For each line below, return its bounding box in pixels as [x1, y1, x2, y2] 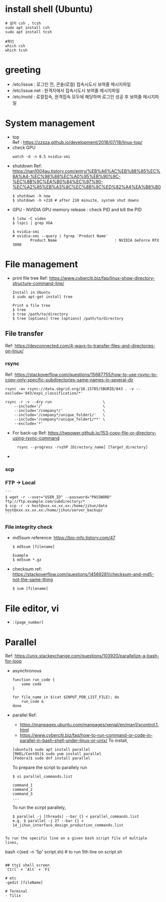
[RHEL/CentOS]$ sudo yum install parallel [12, 752, 102, 757]
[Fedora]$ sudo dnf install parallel [12, 756, 91, 761]
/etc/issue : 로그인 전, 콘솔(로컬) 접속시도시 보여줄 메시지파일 [12, 81, 131, 87]
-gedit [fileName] [5, 880, 43, 885]
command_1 [12, 783, 33, 788]
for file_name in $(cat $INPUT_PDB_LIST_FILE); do [12, 695, 119, 700]
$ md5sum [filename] [12, 544, 55, 549]
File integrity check [5, 523, 53, 530]
